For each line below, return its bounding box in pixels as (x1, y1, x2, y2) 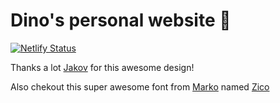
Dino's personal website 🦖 (10, 9, 232, 32)
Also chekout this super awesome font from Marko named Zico (10, 80, 270, 93)
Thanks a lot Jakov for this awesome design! (10, 61, 195, 73)
